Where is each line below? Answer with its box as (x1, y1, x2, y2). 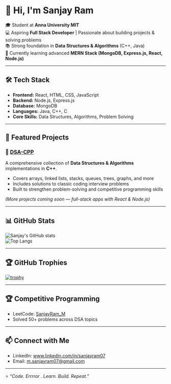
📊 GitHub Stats (5, 216, 55, 225)
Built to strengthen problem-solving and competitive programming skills (12, 186, 163, 192)
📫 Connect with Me (5, 336, 70, 345)
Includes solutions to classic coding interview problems (12, 181, 129, 187)
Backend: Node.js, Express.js (12, 97, 75, 103)
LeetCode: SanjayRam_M (12, 310, 66, 317)
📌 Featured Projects (5, 133, 69, 142)
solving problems (5, 37, 42, 43)
